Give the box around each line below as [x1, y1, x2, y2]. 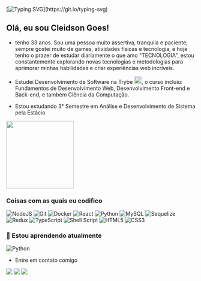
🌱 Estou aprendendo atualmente [6, 231, 102, 240]
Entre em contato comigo [14, 256, 78, 264]
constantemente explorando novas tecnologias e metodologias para [14, 58, 184, 65]
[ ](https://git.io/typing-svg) [6, 6, 108, 13]
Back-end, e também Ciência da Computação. [14, 90, 130, 98]
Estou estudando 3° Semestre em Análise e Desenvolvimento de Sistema [14, 102, 196, 110]
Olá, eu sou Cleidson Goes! [6, 23, 110, 33]
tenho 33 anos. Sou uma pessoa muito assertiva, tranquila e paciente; [14, 39, 188, 46]
